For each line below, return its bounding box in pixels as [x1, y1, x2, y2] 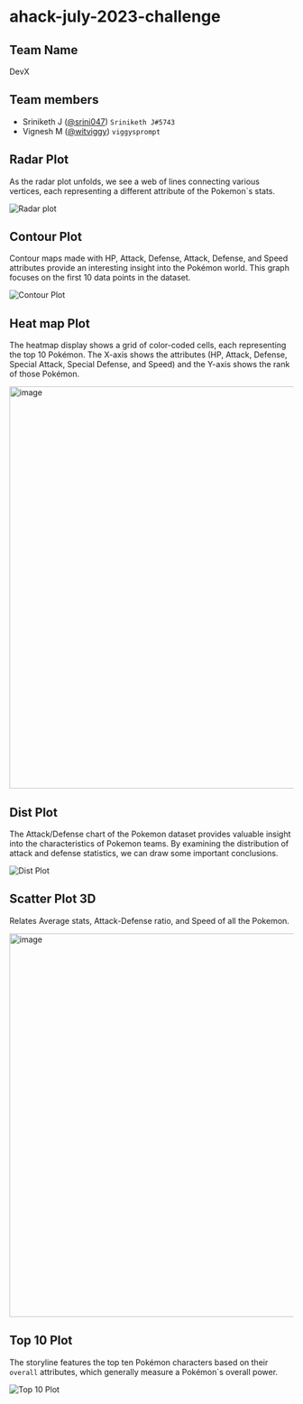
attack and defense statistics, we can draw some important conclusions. [9, 848, 279, 859]
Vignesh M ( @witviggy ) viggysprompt [22, 125, 161, 136]
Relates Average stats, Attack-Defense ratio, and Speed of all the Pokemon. [9, 915, 290, 926]
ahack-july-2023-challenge [9, 6, 221, 27]
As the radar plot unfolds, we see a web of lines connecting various [9, 176, 260, 187]
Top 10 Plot [9, 1333, 73, 1348]
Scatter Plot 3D [9, 891, 96, 907]
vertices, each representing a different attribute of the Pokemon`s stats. [9, 185, 276, 196]
